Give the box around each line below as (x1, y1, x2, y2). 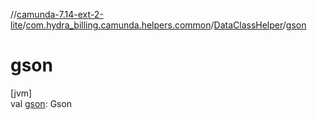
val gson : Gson (10, 97, 73, 109)
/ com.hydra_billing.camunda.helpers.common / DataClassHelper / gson (22, 19, 307, 31)
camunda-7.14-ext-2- (16, 9, 104, 20)
